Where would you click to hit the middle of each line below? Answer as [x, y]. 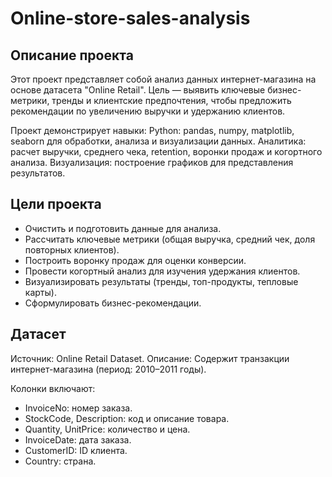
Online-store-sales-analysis [130, 18]
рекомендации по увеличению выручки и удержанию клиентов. [148, 111]
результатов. [38, 173]
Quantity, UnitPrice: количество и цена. [107, 429]
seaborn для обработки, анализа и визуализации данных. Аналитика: [158, 141]
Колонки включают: [53, 388]
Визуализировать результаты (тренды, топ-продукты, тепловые [161, 281]
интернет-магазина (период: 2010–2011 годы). [108, 369]
